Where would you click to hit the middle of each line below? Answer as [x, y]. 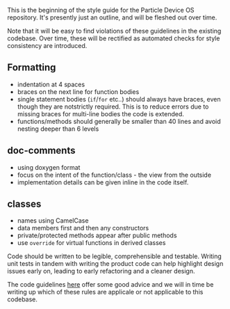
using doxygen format [49, 167]
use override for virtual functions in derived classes [91, 243]
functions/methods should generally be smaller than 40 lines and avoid [119, 121]
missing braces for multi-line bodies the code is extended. [100, 113]
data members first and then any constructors [83, 228]
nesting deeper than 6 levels [58, 129]
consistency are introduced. [47, 46]
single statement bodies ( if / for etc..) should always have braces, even [119, 99]
